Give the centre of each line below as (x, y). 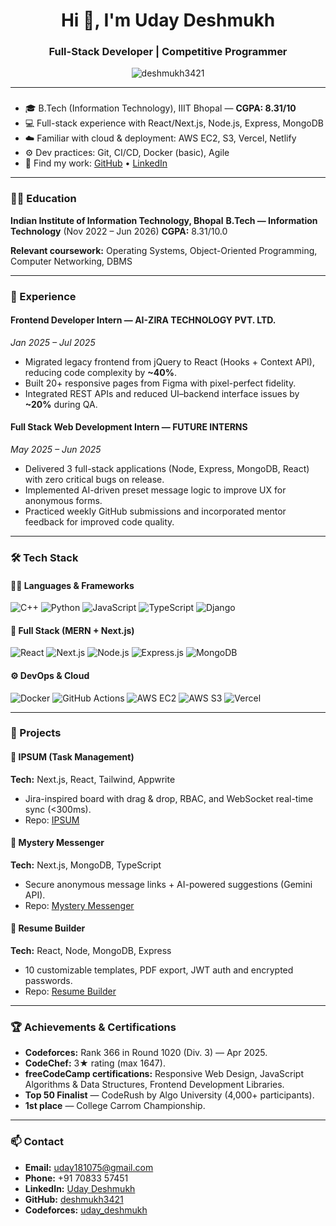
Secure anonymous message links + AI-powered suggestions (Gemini (168, 884)
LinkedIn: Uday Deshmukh (80, 1188)
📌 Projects (36, 733)
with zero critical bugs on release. (94, 480)
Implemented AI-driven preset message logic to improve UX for (155, 490)
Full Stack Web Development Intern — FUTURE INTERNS (129, 427)
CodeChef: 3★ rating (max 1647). (95, 1063)
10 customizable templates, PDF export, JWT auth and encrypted (159, 970)
